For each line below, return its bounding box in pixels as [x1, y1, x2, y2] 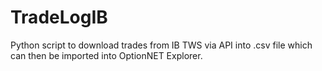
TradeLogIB [10, 6, 108, 29]
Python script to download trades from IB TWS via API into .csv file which [10, 39, 313, 51]
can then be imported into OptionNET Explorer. [10, 49, 203, 61]
